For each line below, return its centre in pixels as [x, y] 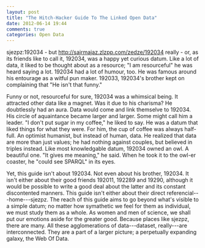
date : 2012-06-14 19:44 [37, 23]
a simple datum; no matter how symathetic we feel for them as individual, [99, 206]
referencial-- [182, 193]
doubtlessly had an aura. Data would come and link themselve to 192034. [99, 110]
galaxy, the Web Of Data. [38, 239]
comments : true [26, 29]
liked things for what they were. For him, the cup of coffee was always [95, 129]
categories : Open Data [35, 35]
